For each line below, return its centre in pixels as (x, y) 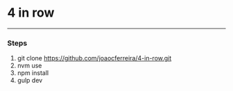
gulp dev (30, 81)
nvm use (29, 66)
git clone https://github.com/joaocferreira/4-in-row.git (94, 58)
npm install (33, 73)
